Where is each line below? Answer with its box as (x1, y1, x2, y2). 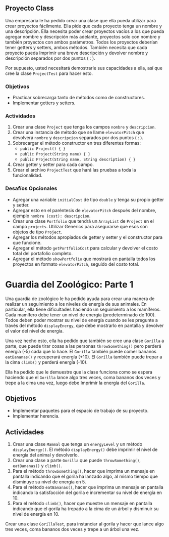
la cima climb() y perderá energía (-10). (5, 359, 88, 365)
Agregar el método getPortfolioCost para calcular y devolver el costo (12, 245, 158, 251)
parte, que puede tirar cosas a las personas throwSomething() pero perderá (5, 343, 161, 349)
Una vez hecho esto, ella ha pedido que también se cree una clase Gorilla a (5, 338, 164, 344)
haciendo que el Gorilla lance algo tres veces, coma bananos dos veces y (5, 374, 161, 380)
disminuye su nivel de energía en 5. (12, 479, 86, 485)
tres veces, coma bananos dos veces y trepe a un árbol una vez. (5, 526, 140, 532)
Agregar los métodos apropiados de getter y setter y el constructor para (12, 234, 163, 240)
